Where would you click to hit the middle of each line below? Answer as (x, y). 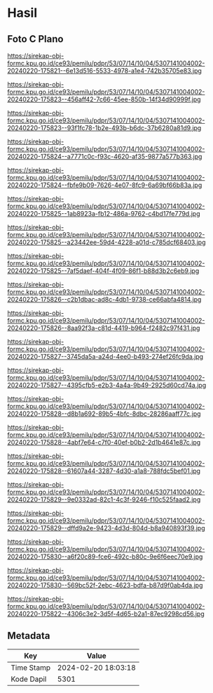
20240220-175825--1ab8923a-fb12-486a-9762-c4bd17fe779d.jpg (104, 214)
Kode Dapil (29, 679)
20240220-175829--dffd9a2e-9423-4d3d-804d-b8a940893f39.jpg (106, 528)
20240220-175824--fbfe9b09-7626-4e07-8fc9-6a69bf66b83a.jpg (105, 185)
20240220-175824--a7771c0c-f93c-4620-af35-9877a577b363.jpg (105, 157)
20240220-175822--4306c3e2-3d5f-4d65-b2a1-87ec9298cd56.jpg (106, 614)
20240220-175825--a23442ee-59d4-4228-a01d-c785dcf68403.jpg (106, 242)
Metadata (29, 636)
